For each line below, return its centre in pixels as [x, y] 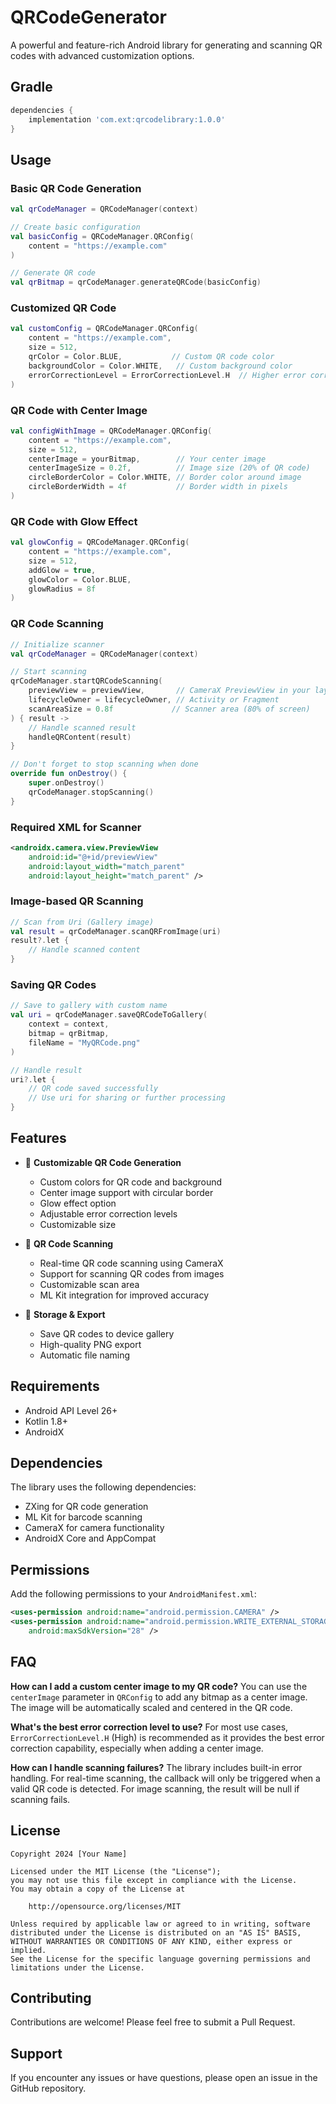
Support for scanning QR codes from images [132, 1273]
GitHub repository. [48, 2088]
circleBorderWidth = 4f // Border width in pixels [158, 487]
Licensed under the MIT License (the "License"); [116, 1871]
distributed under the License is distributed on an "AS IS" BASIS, [156, 1932]
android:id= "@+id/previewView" [93, 857]
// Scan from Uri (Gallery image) [82, 922]
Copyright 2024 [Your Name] [69, 1854]
